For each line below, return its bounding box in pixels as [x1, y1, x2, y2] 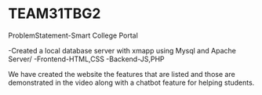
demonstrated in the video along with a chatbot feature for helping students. [8, 78, 255, 87]
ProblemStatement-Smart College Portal [8, 31, 139, 40]
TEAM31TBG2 [8, 5, 101, 23]
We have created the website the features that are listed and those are [8, 69, 235, 79]
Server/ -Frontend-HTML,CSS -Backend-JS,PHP [8, 54, 165, 64]
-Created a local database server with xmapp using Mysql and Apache [8, 46, 237, 55]
